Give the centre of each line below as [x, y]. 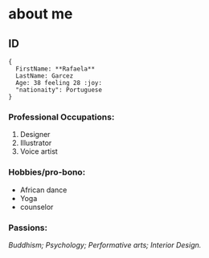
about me [41, 14]
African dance [43, 190]
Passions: [28, 228]
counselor [37, 207]
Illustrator [36, 143]
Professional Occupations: [61, 117]
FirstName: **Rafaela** [55, 69]
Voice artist [39, 151]
